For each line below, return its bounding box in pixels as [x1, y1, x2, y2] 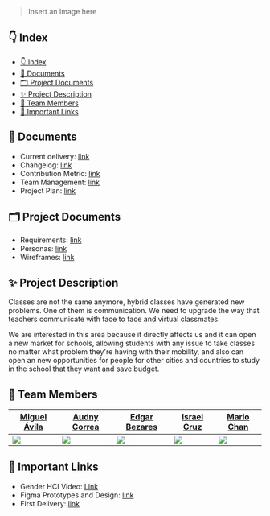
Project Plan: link [19, 185, 76, 196]
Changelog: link [19, 160, 72, 170]
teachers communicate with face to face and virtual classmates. [8, 314, 220, 324]
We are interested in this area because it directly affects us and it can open [8, 330, 256, 340]
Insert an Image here [27, 7, 97, 16]
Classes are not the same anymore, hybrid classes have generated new [8, 297, 245, 307]
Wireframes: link [19, 253, 75, 262]
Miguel [19, 411, 47, 423]
